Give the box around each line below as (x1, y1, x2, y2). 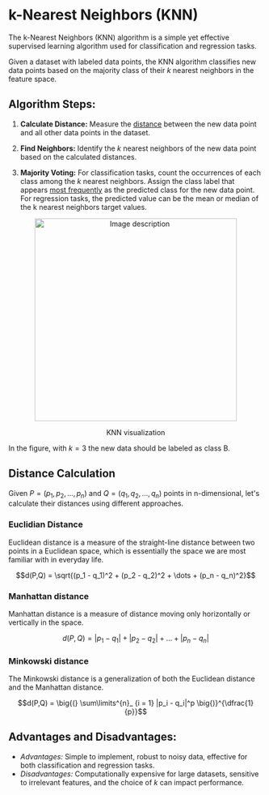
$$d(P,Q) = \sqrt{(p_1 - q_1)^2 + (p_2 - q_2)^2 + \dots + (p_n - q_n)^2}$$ (15, 570, 256, 580)
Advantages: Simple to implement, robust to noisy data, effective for (19, 751, 248, 761)
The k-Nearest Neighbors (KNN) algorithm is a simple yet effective (8, 32, 230, 42)
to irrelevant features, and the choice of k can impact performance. (19, 777, 245, 787)
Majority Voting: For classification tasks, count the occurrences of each (19, 168, 261, 177)
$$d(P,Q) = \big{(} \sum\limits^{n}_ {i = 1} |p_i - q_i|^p (17, 699, 195, 708)
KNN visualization (106, 427, 166, 437)
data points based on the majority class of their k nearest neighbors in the (8, 65, 254, 75)
